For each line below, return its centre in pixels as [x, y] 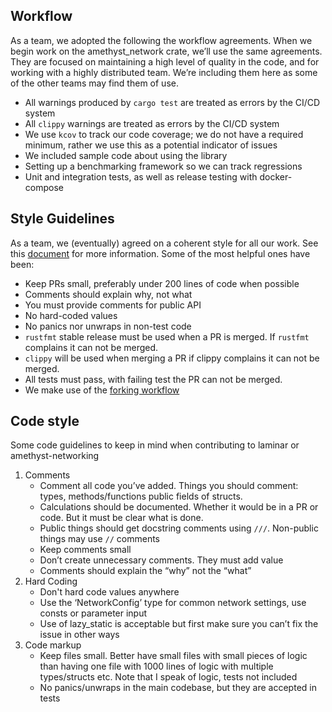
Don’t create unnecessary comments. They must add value [161, 560]
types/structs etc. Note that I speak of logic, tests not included [168, 677]
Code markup [53, 645]
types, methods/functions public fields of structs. [141, 496]
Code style [45, 421]
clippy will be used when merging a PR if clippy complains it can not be [172, 358]
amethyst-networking [55, 456]
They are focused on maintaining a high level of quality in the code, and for [165, 61]
